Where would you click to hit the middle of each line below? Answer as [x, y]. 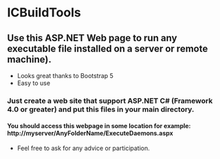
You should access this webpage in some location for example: [99, 125]
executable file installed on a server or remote [108, 48]
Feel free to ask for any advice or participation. [83, 148]
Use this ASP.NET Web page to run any [92, 38]
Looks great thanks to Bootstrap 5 [65, 76]
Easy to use [33, 83]
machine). [29, 59]
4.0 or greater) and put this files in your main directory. [101, 109]
